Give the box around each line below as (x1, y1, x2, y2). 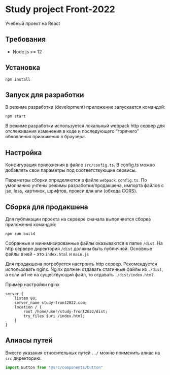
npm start (5, 114, 26, 119)
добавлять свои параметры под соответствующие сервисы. (5, 167, 137, 173)
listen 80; (14, 296, 38, 301)
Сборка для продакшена (5, 202, 88, 211)
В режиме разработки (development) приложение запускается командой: (5, 104, 165, 110)
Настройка (5, 148, 42, 157)
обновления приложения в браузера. (5, 134, 86, 140)
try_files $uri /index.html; (23, 314, 85, 319)
